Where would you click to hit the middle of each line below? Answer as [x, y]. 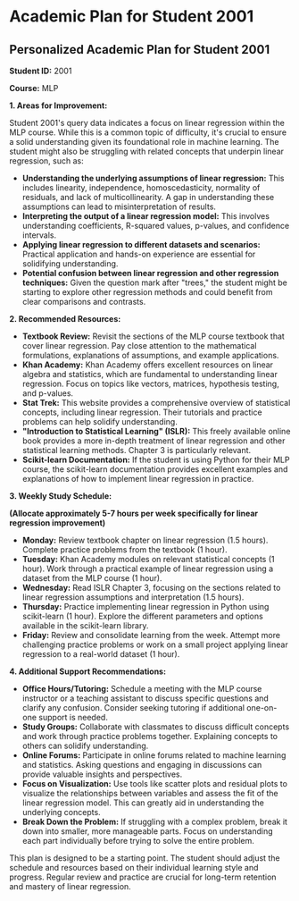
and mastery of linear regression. [70, 886]
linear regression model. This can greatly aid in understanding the [143, 803]
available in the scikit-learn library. [85, 626]
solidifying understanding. [70, 264]
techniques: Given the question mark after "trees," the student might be [154, 282]
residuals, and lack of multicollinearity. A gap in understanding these [148, 197]
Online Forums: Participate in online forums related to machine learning [154, 755]
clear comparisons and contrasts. [84, 302]
